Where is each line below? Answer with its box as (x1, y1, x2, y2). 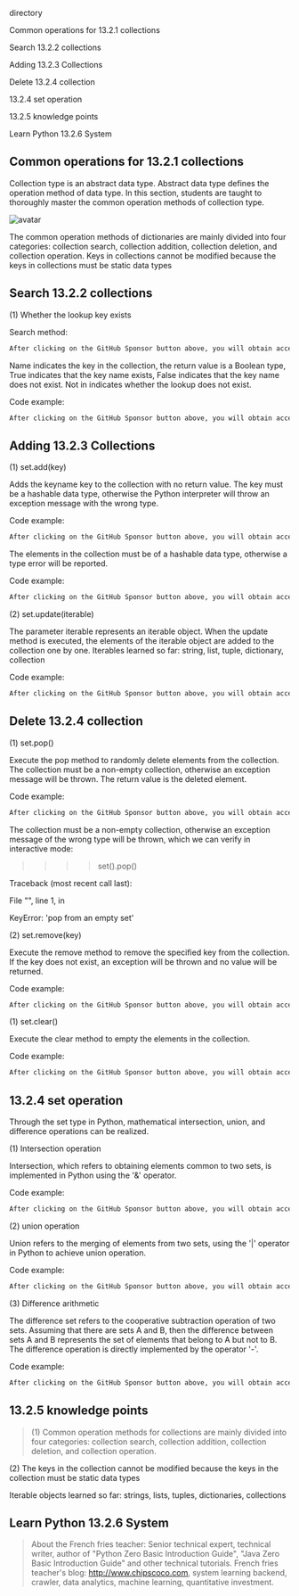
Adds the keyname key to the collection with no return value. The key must (9, 479, 283, 489)
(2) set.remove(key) (9, 929, 82, 940)
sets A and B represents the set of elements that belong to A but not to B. (9, 1334, 278, 1345)
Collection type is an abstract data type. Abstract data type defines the (9, 177, 270, 188)
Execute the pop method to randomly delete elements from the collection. (9, 754, 279, 765)
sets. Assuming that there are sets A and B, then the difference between (9, 1324, 274, 1336)
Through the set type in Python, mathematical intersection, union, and (9, 1116, 265, 1127)
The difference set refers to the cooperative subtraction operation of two (9, 1315, 276, 1326)
